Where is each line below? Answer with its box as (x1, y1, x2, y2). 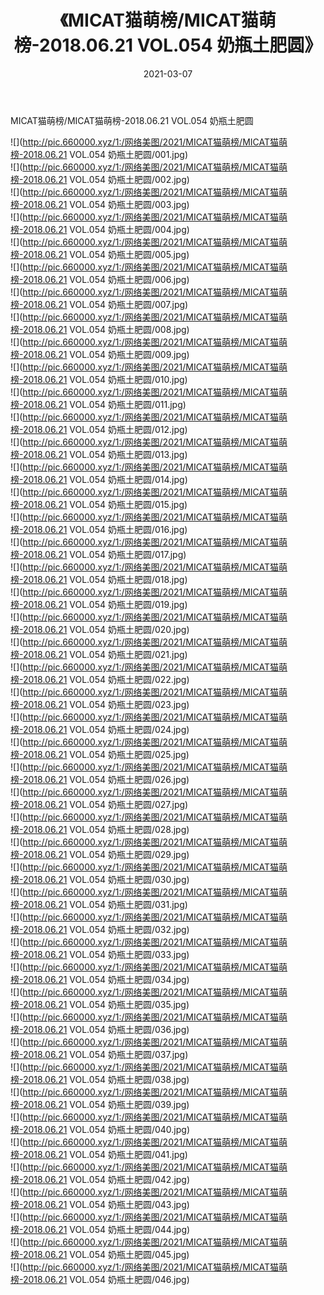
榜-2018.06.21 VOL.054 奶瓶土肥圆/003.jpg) (10, 198, 190, 210)
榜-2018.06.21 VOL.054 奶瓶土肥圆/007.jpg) (10, 298, 189, 310)
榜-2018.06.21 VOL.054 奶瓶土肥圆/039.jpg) (10, 1098, 190, 1110)
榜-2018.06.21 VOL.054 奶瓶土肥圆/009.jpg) (10, 348, 190, 360)
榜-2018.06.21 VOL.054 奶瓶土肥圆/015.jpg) (10, 498, 188, 510)
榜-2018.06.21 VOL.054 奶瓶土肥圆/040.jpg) (10, 1123, 191, 1135)
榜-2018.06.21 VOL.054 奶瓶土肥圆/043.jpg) (10, 1198, 190, 1210)
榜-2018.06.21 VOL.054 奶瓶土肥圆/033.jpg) (10, 948, 190, 960)
